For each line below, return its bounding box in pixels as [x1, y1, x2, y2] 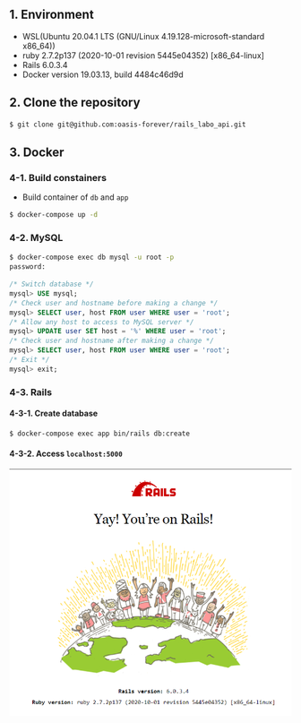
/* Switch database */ [9, 280, 94, 289]
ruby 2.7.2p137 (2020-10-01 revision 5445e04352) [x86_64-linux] [21, 49, 264, 61]
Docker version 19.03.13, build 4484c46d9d [21, 69, 184, 80]
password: [9, 263, 47, 271]
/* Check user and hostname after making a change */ [9, 336, 215, 346]
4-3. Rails [9, 385, 52, 398]
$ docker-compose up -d [9, 211, 99, 219]
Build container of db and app [21, 192, 129, 202]
